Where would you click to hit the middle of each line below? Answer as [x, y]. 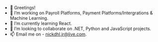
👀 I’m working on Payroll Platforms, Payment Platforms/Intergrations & [81, 13]
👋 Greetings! [23, 8]
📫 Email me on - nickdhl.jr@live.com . [48, 34]
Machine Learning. [29, 18]
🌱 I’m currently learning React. [41, 23]
